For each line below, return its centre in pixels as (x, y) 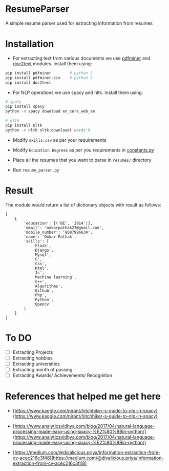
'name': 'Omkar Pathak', (50, 237)
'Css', (40, 263)
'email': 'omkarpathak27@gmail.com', (64, 228)
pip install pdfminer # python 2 (49, 73)
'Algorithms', (48, 286)
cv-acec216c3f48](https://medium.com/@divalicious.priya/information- (88, 458)
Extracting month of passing (43, 369)
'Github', (43, 291)
